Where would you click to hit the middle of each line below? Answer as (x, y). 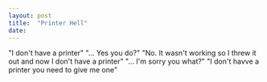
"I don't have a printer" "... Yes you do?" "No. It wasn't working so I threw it (132, 53)
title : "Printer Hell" (48, 23)
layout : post (30, 16)
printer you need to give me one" (63, 70)
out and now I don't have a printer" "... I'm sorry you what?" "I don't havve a (134, 61)
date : (17, 30)
